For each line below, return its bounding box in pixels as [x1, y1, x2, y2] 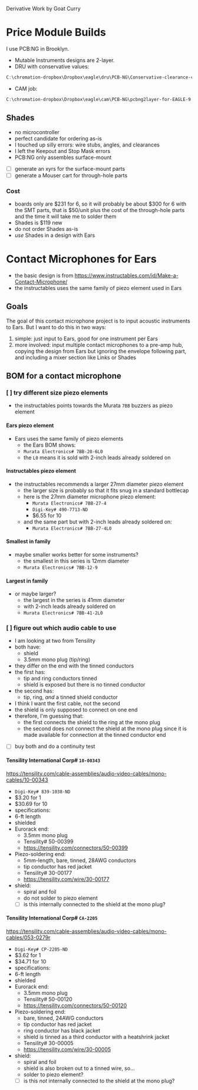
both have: [14, 643, 41, 650]
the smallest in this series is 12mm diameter [23, 557, 130, 564]
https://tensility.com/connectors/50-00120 [23, 1002, 127, 1009]
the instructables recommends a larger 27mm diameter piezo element [14, 480, 184, 487]
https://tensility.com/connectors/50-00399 [23, 844, 128, 851]
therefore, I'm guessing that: [14, 712, 84, 720]
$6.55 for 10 [32, 512, 62, 519]
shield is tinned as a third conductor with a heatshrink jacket [23, 1033, 170, 1040]
